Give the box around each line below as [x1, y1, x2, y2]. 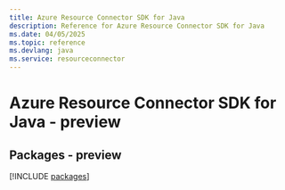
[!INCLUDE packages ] [9, 171, 90, 181]
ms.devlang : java [9, 46, 74, 55]
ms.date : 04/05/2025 [9, 29, 86, 38]
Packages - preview [9, 147, 122, 162]
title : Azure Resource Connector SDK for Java [9, 12, 185, 22]
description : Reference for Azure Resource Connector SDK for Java [9, 21, 265, 30]
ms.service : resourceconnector [9, 54, 126, 63]
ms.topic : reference [9, 37, 86, 47]
